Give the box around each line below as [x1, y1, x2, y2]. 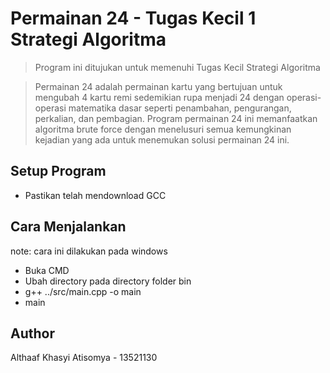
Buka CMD [24, 264, 70, 276]
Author [10, 325, 55, 342]
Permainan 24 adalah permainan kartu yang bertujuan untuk [34, 80, 283, 92]
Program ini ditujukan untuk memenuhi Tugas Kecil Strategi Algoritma [34, 61, 321, 73]
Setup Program [10, 163, 107, 180]
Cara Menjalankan [10, 218, 127, 236]
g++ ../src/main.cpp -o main [24, 285, 142, 297]
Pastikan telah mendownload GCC [24, 189, 167, 201]
